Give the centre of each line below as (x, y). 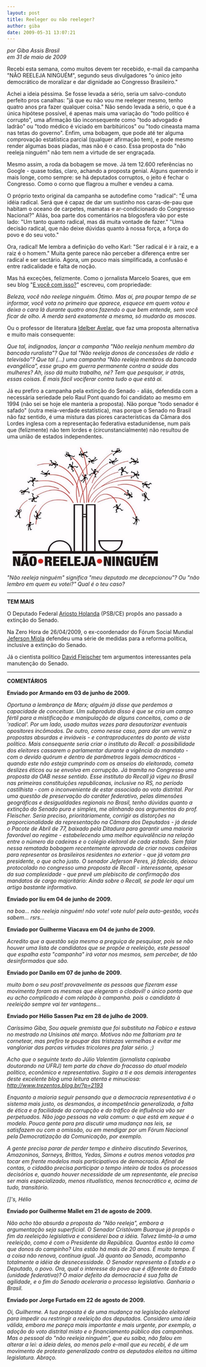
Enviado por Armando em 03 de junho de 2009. (68, 693)
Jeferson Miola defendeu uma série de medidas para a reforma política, (97, 638)
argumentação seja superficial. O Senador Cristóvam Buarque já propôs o (101, 1230)
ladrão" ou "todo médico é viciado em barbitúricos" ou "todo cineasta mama (103, 126)
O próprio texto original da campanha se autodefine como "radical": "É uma (102, 196)
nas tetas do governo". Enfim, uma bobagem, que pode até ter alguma (95, 133)
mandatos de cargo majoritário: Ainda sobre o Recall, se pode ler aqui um (101, 881)
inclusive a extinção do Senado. (47, 645)
